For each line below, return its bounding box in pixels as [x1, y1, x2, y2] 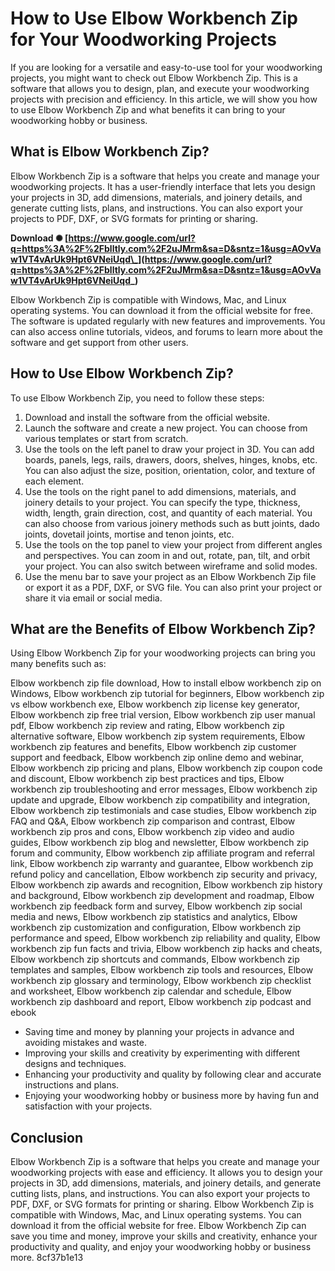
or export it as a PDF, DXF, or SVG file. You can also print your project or [24, 581, 323, 593]
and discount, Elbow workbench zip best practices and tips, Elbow [10, 773, 285, 785]
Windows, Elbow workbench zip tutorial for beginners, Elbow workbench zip [10, 688, 325, 700]
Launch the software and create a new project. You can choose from [24, 422, 308, 434]
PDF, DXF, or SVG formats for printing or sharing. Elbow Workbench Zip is [10, 1198, 315, 1211]
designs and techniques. [24, 1058, 127, 1070]
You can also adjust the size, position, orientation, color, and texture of [24, 464, 316, 476]
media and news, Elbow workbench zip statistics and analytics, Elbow [10, 911, 298, 923]
